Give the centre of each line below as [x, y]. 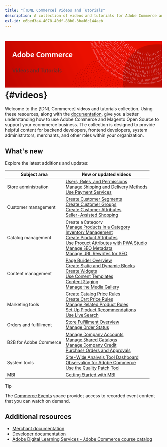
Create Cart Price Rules [89, 299]
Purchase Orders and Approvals [98, 350]
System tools [20, 362]
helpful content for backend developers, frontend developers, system [76, 130]
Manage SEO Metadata [89, 248]
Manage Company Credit [91, 345]
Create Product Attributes [91, 237]
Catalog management [29, 237]
